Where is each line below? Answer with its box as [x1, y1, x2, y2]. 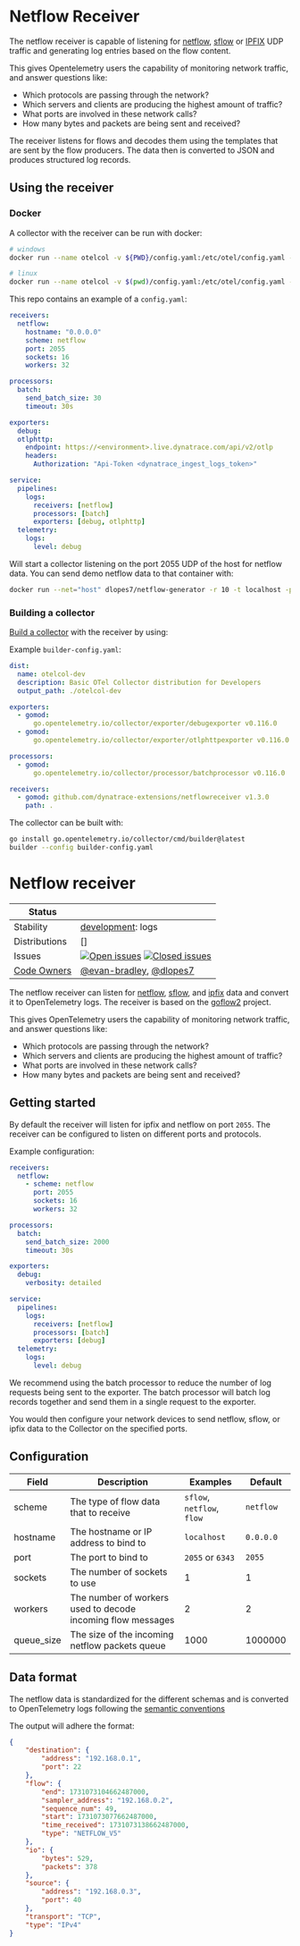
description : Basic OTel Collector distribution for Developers [17, 678, 262, 687]
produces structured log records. [9, 154, 131, 165]
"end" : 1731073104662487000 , [41, 1787, 150, 1797]
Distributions [13, 935, 68, 947]
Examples [188, 1476, 232, 1488]
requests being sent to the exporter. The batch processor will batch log [9, 1386, 271, 1397]
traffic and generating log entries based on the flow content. [9, 45, 231, 55]
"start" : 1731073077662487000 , [41, 1813, 158, 1822]
